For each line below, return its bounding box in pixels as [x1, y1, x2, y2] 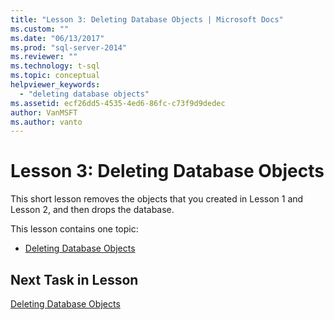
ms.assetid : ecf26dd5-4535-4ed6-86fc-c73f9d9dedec [10, 98, 226, 108]
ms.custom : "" [10, 24, 70, 34]
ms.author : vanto [10, 117, 83, 127]
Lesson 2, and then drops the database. [10, 204, 175, 216]
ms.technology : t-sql [10, 61, 101, 71]
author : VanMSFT [10, 107, 78, 118]
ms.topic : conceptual [10, 71, 101, 81]
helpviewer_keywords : [10, 80, 101, 90]
